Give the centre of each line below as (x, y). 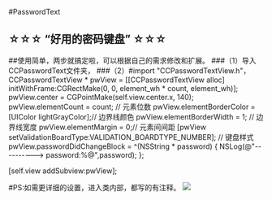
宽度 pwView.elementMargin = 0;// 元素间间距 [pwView (114, 127)
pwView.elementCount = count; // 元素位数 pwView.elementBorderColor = (132, 107)
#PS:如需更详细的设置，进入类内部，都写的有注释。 (95, 187)
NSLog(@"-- (240, 146)
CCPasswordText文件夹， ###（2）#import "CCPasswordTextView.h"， (130, 70)
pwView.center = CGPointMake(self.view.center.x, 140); (101, 97)
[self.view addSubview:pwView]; (63, 171)
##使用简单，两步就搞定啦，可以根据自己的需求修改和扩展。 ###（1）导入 (132, 60)
